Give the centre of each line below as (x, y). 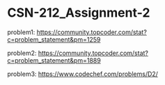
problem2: (22, 53)
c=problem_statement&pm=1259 (54, 39)
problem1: (21, 32)
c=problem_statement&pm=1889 (54, 60)
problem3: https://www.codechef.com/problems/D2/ (83, 74)
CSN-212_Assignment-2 (79, 13)
